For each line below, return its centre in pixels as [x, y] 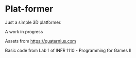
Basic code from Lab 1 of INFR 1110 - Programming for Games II [68, 50]
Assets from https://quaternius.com [41, 41]
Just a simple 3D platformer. [33, 22]
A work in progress [24, 31]
